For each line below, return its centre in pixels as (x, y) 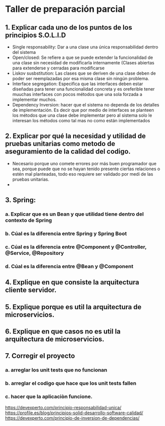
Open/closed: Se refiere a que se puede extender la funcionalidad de (82, 57)
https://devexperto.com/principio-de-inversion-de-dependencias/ (72, 418)
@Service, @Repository (35, 253)
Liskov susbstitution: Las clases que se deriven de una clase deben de (84, 73)
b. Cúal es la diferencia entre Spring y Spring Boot (66, 234)
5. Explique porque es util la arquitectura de (73, 307)
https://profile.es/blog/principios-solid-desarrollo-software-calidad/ (74, 413)
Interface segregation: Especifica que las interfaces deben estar (78, 84)
